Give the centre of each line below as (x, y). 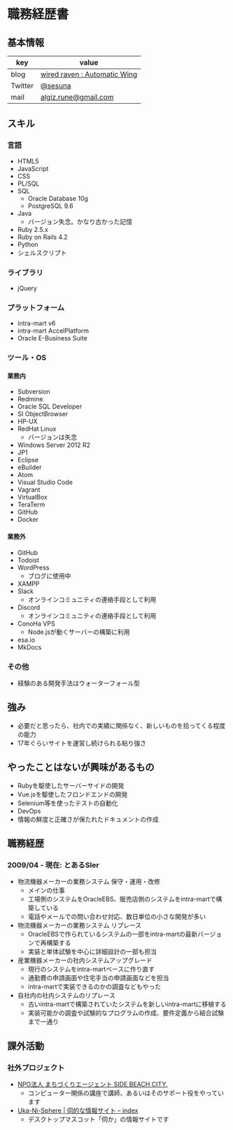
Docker (28, 520)
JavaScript (33, 168)
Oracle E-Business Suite (52, 338)
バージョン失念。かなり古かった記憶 (80, 221)
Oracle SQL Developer (50, 406)
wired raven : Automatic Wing (89, 74)
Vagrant (29, 490)
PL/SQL (28, 184)
